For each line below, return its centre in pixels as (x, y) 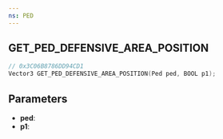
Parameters (38, 99)
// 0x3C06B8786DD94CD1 (46, 66)
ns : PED (21, 16)
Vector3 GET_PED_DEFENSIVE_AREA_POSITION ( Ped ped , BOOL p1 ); (112, 74)
